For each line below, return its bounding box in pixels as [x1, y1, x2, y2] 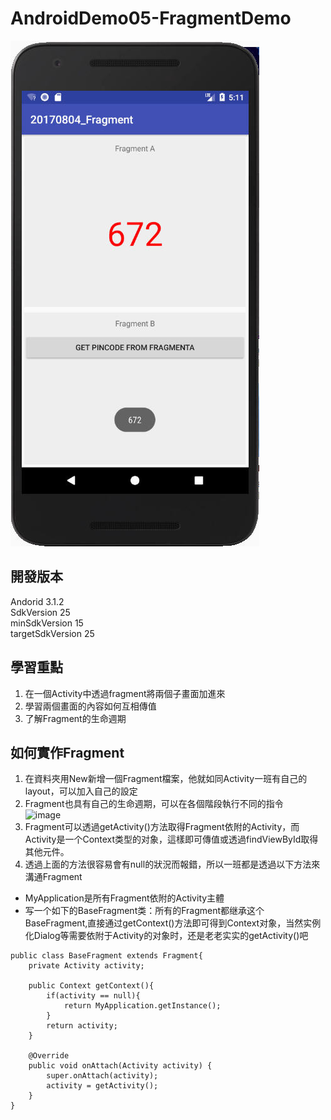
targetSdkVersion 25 [10, 627, 95, 639]
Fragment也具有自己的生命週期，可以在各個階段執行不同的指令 [24, 798, 284, 810]
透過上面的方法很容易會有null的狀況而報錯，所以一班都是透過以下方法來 [24, 858, 321, 871]
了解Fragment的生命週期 [24, 712, 127, 724]
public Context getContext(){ [28, 981, 155, 991]
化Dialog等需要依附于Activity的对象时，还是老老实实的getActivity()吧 [24, 930, 309, 942]
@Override [28, 1051, 70, 1061]
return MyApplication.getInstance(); [63, 1001, 222, 1011]
